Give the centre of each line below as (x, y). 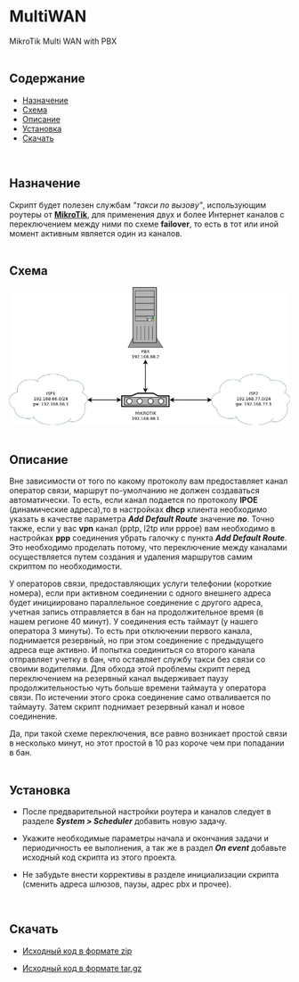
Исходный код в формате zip (77, 951)
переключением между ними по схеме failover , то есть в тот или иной (144, 224)
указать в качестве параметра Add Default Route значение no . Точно (142, 519)
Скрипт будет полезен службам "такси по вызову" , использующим (138, 205)
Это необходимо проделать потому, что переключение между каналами (148, 548)
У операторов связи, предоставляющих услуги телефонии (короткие (141, 584)
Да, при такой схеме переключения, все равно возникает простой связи (148, 734)
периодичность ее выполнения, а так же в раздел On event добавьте (154, 847)
